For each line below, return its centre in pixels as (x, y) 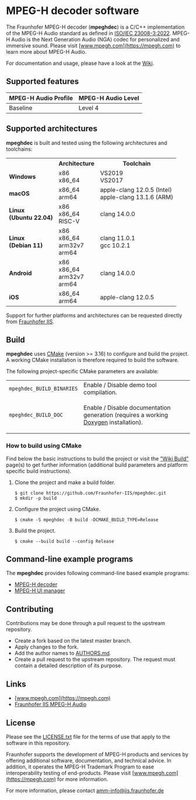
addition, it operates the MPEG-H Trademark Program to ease (80, 767)
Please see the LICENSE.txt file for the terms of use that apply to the (88, 737)
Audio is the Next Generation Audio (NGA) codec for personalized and (95, 39)
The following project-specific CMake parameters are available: (83, 371)
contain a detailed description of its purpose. (68, 665)
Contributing (30, 609)
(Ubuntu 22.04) (31, 218)
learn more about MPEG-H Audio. (46, 51)
